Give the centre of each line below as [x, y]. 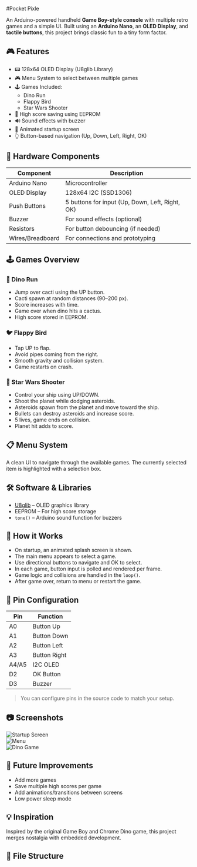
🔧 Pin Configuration [43, 600]
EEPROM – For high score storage [55, 511]
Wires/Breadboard [34, 238]
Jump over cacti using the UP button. [60, 292]
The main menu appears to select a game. [65, 556]
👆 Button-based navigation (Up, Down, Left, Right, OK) [81, 135]
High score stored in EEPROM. [51, 317]
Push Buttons [27, 205]
